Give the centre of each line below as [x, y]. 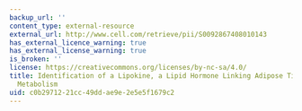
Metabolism [38, 84]
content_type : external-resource [72, 26]
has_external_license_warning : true [78, 51]
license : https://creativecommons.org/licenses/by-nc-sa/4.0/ [128, 68]
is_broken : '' [36, 59]
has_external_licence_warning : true [78, 43]
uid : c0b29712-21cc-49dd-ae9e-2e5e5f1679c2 [92, 92]
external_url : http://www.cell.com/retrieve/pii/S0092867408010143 [138, 34]
